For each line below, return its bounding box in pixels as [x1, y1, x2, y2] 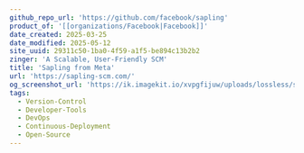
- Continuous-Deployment [17, 122, 111, 131]
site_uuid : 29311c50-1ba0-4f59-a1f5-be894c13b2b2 [9, 47, 201, 56]
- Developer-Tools [17, 105, 88, 114]
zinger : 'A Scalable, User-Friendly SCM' [9, 55, 168, 64]
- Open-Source [17, 130, 71, 139]
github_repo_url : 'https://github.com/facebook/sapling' [9, 13, 229, 22]
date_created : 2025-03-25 [9, 30, 107, 39]
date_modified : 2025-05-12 [9, 38, 111, 48]
